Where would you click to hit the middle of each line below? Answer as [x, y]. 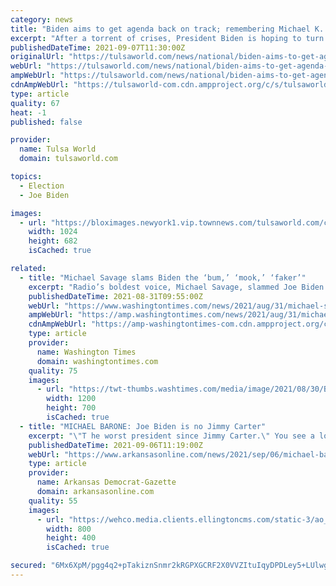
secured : [28, 566]
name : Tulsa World [58, 149]
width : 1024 [53, 232]
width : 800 [69, 529]
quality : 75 [53, 371]
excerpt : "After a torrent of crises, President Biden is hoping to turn [167, 38]
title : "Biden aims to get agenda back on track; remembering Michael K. [167, 29]
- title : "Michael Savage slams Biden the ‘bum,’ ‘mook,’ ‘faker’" [163, 277]
